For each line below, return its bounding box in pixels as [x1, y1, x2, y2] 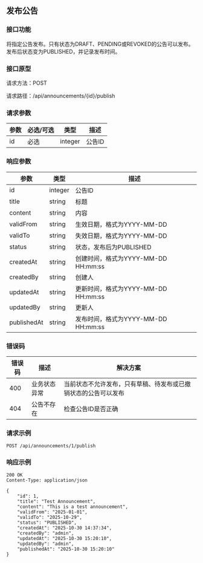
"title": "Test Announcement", [17, 498, 96, 505]
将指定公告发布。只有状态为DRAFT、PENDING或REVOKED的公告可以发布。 [6, 40, 195, 47]
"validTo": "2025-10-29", [17, 515, 83, 521]
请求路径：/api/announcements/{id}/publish [6, 92, 115, 99]
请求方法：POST [6, 79, 47, 86]
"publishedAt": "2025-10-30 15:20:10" [17, 546, 115, 552]
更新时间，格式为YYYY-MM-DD [75, 284, 167, 293]
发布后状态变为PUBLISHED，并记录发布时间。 [6, 48, 121, 55]
